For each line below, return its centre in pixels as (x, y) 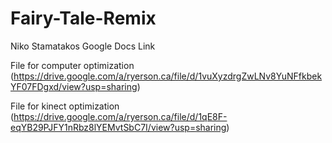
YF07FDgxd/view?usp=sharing (74, 86)
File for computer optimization (72, 65)
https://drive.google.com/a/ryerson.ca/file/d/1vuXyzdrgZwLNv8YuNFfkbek (168, 76)
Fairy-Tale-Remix (83, 18)
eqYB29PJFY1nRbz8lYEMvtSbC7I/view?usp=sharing (118, 127)
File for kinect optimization (65, 106)
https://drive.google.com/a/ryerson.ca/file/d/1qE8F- (120, 116)
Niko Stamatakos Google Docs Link (83, 46)
